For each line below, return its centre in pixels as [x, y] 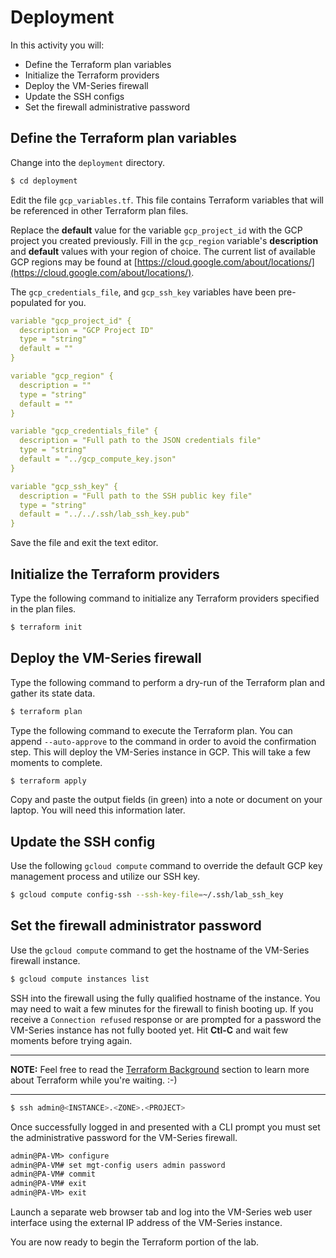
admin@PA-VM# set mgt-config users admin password [118, 1165]
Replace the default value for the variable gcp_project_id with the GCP [156, 230]
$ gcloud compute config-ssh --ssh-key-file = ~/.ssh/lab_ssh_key [147, 895]
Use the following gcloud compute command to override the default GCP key [166, 866]
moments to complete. [56, 762]
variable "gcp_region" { [62, 376]
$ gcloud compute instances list [80, 979]
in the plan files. [43, 608]
